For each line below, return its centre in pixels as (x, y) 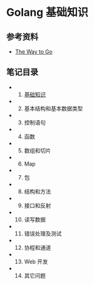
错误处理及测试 (43, 233)
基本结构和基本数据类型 (53, 108)
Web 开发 (36, 261)
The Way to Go (34, 52)
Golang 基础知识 (47, 12)
